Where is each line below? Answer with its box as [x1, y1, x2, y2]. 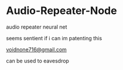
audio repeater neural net [6, 23, 67, 30]
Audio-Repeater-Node [6, 4, 117, 17]
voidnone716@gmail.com [6, 45, 67, 53]
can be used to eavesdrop [6, 57, 69, 64]
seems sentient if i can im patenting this [6, 34, 102, 41]
